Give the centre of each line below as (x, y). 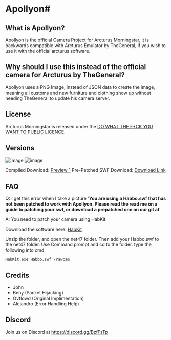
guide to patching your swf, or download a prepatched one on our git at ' (83, 210)
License (18, 114)
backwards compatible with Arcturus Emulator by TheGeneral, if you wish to (86, 46)
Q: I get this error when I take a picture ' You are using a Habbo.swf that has (86, 199)
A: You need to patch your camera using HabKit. (56, 219)
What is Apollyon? (35, 28)
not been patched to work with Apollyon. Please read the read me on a (81, 204)
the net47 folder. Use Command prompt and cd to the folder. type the (79, 245)
